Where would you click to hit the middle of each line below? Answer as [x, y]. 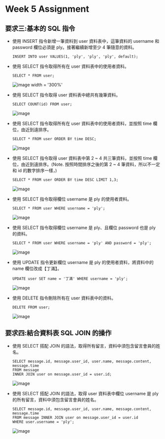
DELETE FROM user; [31, 307]
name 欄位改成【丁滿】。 [37, 268]
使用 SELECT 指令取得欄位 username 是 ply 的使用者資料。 [72, 199]
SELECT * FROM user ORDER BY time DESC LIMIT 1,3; [65, 180]
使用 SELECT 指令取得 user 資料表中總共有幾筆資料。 [66, 95]
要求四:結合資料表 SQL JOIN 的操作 [58, 333]
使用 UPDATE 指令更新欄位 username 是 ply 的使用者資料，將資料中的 [83, 262]
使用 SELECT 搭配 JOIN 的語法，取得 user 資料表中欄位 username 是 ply [85, 393]
